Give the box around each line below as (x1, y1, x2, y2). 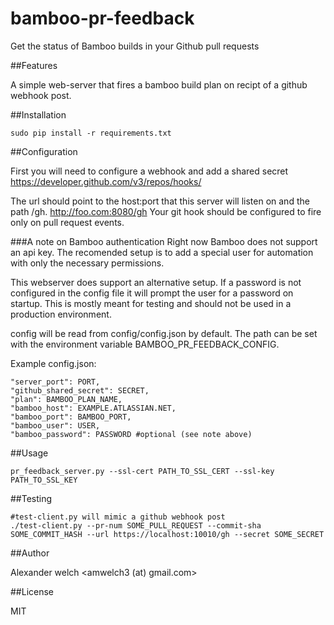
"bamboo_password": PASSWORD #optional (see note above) (10, 429, 253, 439)
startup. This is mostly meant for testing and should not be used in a (10, 297, 292, 309)
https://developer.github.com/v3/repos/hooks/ (10, 175, 202, 187)
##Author (10, 547, 50, 559)
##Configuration (10, 145, 78, 157)
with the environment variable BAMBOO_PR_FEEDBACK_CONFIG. (10, 338, 280, 350)
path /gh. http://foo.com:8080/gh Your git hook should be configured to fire (10, 205, 322, 217)
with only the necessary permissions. (10, 257, 165, 269)
